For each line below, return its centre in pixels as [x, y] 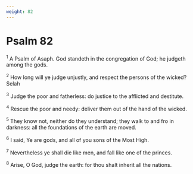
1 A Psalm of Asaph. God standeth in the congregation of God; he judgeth [96, 58]
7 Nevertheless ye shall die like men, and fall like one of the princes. [89, 152]
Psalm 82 [30, 41]
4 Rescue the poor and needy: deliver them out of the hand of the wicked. [97, 108]
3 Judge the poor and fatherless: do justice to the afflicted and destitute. [95, 96]
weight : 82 [20, 12]
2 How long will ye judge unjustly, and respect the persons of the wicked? [96, 77]
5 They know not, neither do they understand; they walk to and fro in [90, 121]
